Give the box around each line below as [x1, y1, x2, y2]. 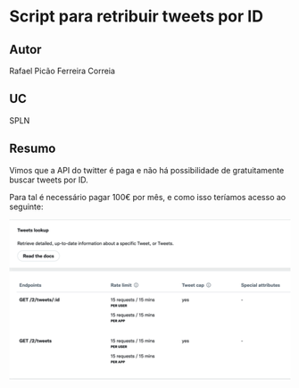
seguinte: [9, 201, 44, 212]
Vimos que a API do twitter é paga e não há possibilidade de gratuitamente [9, 164, 285, 175]
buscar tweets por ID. [9, 174, 88, 185]
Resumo [9, 141, 56, 156]
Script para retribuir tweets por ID [9, 6, 263, 27]
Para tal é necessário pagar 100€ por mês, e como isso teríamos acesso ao [9, 191, 287, 202]
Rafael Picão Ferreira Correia [9, 65, 116, 76]
